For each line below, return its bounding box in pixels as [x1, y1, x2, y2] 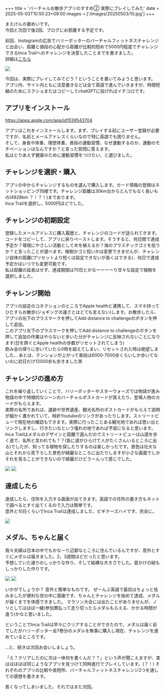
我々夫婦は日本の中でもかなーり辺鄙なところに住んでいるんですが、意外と [5, 547, 156, 553]
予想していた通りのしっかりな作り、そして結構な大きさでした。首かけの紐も [5, 560, 160, 565]
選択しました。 [5, 273, 35, 279]
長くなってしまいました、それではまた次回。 [5, 684, 96, 690]
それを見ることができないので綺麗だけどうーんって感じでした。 [5, 456, 134, 462]
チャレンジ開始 [5, 289, 51, 297]
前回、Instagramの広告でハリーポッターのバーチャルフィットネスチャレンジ [5, 37, 159, 43]
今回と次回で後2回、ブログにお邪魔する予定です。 [5, 27, 107, 33]
